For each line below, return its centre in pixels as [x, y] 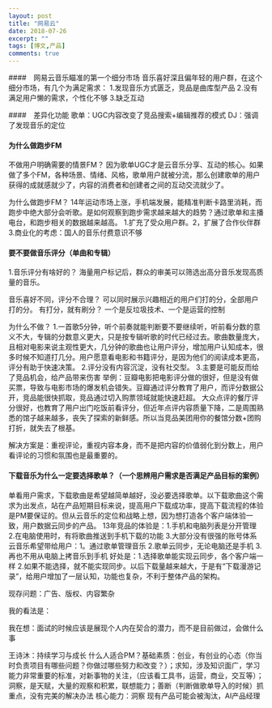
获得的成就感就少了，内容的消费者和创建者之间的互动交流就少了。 [118, 185]
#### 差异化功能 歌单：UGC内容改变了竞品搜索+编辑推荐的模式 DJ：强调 [134, 115]
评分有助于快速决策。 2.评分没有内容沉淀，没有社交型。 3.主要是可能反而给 [134, 367]
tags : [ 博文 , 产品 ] [37, 46]
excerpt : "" [28, 38]
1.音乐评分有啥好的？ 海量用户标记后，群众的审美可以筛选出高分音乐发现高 [132, 272]
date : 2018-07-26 [38, 31]
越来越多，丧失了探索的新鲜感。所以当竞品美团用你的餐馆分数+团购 [149, 418]
